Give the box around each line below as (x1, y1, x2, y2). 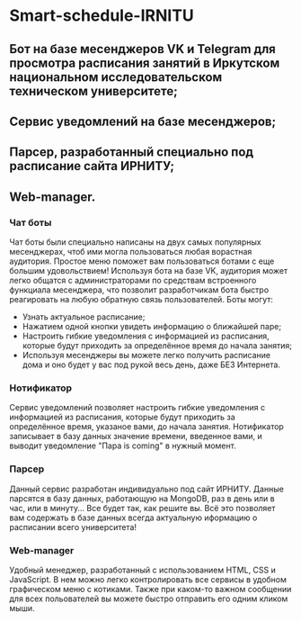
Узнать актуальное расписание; (22, 311, 146, 322)
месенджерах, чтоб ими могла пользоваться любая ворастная (9, 247, 252, 257)
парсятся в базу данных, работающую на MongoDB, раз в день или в (9, 492, 276, 504)
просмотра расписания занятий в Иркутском (9, 55, 280, 70)
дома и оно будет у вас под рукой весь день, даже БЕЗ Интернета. (22, 359, 281, 370)
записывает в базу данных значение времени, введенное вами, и (9, 431, 262, 442)
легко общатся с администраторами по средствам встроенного (9, 275, 257, 286)
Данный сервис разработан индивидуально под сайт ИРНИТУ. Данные (9, 483, 285, 494)
